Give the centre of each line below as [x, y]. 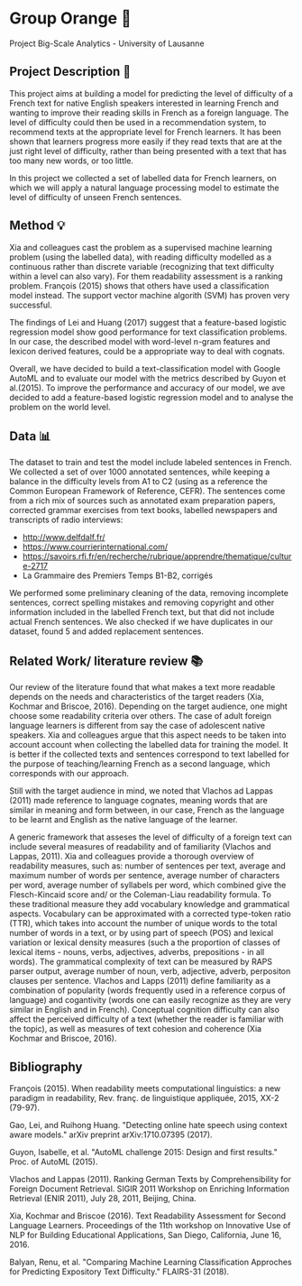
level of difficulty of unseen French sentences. [96, 197]
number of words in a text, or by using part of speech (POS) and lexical [142, 933]
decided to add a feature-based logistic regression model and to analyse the [151, 397]
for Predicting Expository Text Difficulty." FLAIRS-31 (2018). [119, 1272]
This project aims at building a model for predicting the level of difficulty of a [151, 93]
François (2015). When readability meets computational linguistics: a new [145, 1089]
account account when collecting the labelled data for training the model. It [149, 745]
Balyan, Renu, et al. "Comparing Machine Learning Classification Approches [151, 1262]
